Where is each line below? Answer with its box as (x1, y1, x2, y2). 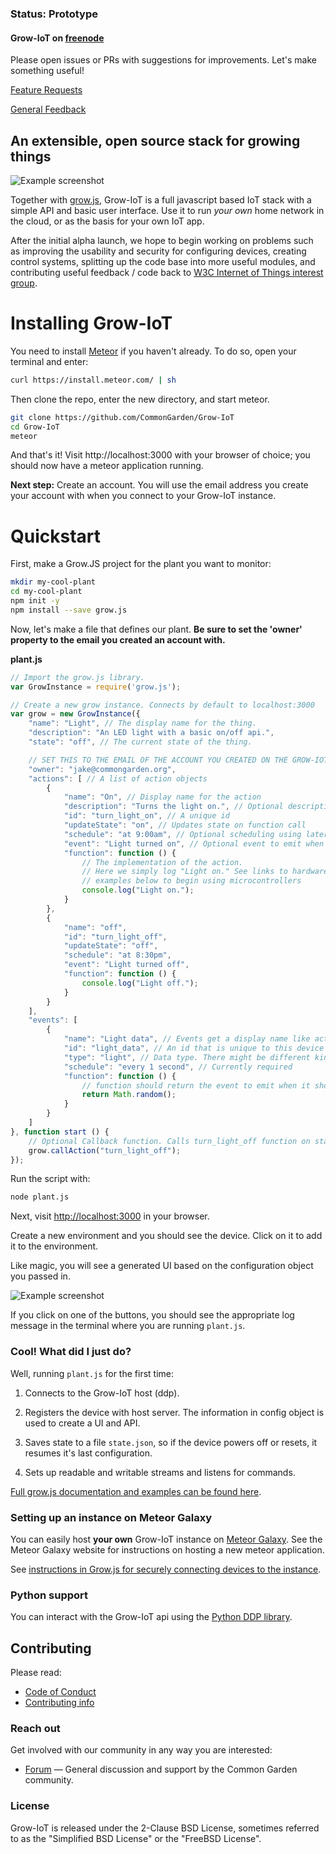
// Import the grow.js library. (10, 672, 145, 682)
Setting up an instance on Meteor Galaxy (10, 1510, 213, 1524)
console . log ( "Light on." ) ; (81, 885, 195, 896)
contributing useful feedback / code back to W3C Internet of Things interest (10, 266, 324, 278)
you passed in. (10, 1270, 71, 1282)
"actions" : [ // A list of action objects (28, 773, 208, 784)
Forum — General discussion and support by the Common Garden (24, 1763, 298, 1776)
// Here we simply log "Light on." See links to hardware (81, 867, 329, 877)
